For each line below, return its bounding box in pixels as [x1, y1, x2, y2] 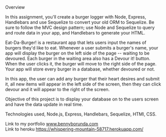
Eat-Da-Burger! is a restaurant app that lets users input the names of [5, 39, 146, 45]
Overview [5, 4, 25, 10]
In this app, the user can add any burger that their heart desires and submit [5, 76, 160, 81]
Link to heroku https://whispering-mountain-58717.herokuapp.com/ [5, 126, 143, 132]
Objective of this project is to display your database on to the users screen [5, 96, 159, 102]
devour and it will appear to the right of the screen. [5, 86, 110, 92]
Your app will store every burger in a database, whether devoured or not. [5, 66, 155, 72]
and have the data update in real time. [5, 101, 83, 107]
